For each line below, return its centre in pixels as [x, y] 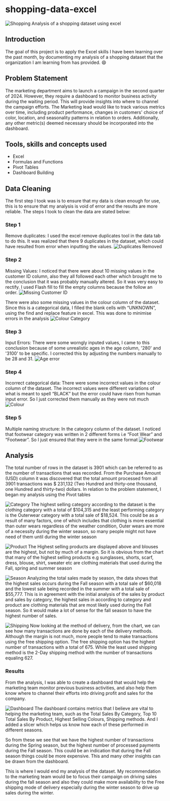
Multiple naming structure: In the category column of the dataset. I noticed [83, 429]
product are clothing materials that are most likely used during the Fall [78, 605]
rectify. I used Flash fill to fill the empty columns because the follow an [79, 287]
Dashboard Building [33, 173]
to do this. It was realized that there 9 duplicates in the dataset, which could [84, 241]
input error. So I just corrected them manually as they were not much [77, 399]
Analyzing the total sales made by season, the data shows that [93, 578]
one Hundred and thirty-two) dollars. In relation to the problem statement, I [83, 489]
